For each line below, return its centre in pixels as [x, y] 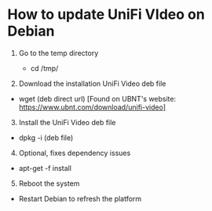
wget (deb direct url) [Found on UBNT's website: [97, 98]
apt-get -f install [45, 168]
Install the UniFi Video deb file [67, 122]
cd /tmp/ [44, 68]
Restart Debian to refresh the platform [80, 198]
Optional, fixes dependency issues [75, 153]
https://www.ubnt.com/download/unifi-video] [92, 107]
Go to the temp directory [58, 53]
